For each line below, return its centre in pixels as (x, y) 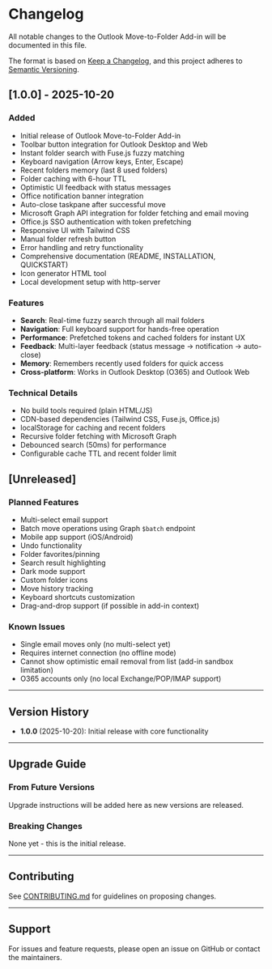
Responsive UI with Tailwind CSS (75, 230)
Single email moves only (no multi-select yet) (96, 644)
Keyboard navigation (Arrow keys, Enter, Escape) (102, 161)
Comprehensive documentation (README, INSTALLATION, (118, 256)
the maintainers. (35, 957)
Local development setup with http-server (90, 282)
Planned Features (44, 502)
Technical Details (43, 393)
